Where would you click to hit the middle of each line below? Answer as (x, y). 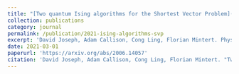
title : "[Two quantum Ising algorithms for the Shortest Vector (105, 14)
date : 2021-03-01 (33, 47)
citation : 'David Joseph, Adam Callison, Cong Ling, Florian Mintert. (114, 60)
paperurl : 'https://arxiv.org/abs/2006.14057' (78, 54)
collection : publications (46, 20)
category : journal (34, 27)
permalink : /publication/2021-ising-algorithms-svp (85, 33)
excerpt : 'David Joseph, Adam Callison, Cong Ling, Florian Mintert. (113, 40)
